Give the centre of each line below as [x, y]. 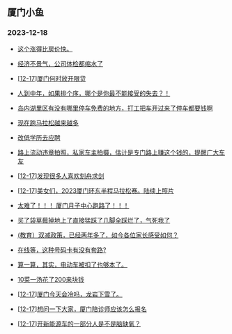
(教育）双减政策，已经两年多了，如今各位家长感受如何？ [98, 234]
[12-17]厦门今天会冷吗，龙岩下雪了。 [70, 294]
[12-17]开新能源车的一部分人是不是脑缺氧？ [79, 324]
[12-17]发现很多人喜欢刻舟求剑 [61, 175]
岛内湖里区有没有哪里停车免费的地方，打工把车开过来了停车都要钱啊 [115, 108]
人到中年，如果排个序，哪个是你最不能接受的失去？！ [94, 93]
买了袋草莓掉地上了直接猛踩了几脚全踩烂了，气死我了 [94, 220]
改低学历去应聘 [39, 137]
